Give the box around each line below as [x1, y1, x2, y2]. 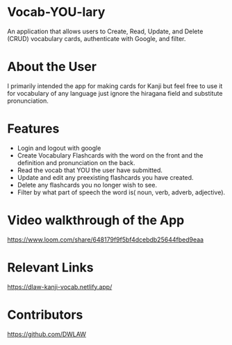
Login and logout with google [17, 144, 101, 152]
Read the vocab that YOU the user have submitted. [17, 166, 163, 174]
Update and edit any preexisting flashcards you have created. [17, 173, 194, 181]
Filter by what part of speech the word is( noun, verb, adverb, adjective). [17, 188, 226, 196]
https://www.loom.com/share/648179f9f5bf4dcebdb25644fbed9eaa [7, 235, 204, 244]
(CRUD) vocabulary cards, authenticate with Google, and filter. [7, 34, 186, 42]
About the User [7, 59, 97, 75]
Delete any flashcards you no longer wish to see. [17, 180, 158, 189]
